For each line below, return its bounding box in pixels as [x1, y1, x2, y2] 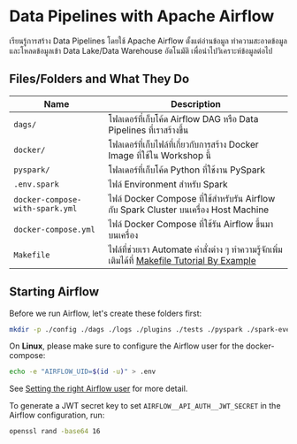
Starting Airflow [9, 285, 100, 300]
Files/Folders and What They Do [9, 72, 190, 87]
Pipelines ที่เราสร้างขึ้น [108, 124, 189, 136]
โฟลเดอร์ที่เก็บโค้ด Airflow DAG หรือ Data [108, 112, 259, 125]
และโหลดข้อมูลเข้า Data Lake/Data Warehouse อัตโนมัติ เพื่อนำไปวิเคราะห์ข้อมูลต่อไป [9, 45, 273, 56]
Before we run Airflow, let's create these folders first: [9, 308, 202, 318]
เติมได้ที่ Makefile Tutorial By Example [108, 254, 256, 266]
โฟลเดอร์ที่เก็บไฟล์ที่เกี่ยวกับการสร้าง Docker [108, 138, 259, 150]
